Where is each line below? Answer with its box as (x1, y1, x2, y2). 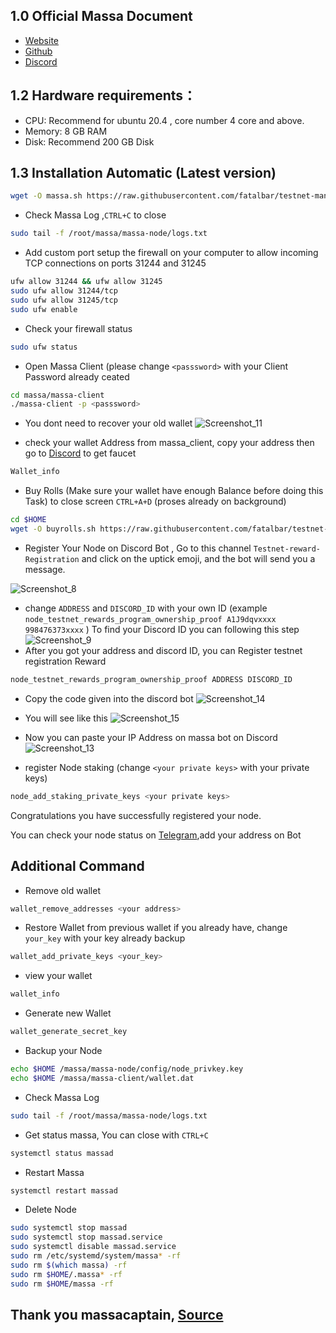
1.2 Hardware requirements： (10, 87, 197, 104)
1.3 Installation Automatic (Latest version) (10, 165, 277, 182)
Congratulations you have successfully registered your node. (10, 809, 262, 821)
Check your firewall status (24, 322, 133, 334)
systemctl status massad (10, 1148, 114, 1158)
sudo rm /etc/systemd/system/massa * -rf (10, 1251, 182, 1261)
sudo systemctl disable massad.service (10, 1242, 177, 1252)
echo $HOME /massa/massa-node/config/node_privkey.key (10, 1064, 244, 1074)
